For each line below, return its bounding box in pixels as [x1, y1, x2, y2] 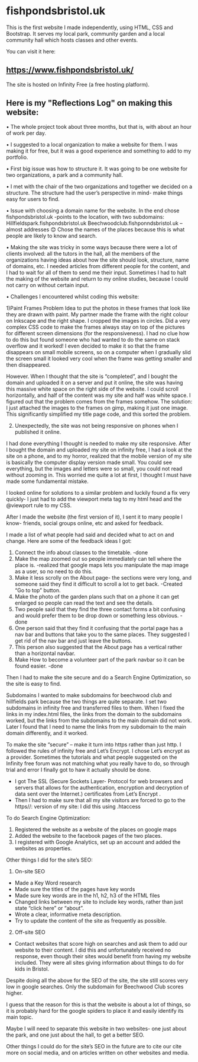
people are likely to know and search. [6, 232, 98, 239]
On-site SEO [14, 867, 46, 875]
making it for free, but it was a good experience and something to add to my [6, 147, 191, 154]
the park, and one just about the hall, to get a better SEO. [6, 1031, 145, 1038]
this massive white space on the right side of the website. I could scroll [6, 385, 179, 392]
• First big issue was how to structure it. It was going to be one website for [6, 165, 188, 172]
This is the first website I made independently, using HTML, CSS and [6, 24, 173, 31]
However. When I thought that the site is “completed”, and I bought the [6, 373, 178, 380]
